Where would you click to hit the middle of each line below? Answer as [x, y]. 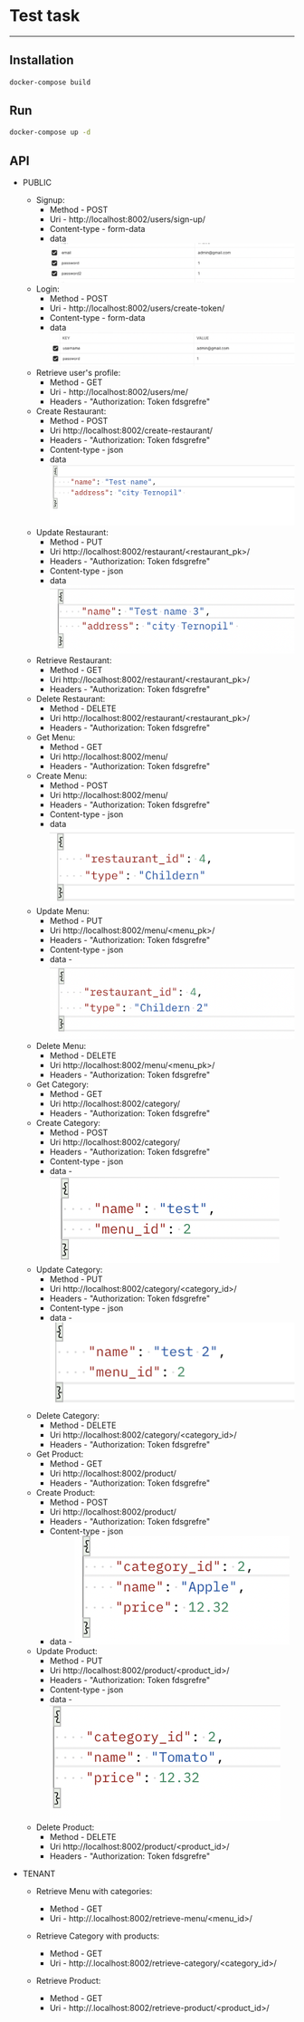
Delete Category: [68, 1416]
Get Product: [60, 1454]
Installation [42, 60]
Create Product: [66, 1493]
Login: [48, 289]
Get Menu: [56, 737]
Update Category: [69, 1269]
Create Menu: [62, 776]
